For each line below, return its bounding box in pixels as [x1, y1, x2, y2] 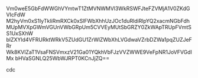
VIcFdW [6, 11, 25, 18]
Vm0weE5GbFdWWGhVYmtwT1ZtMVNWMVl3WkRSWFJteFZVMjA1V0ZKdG [6, 5, 190, 12]
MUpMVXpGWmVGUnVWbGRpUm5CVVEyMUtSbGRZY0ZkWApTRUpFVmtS [6, 23, 192, 30]
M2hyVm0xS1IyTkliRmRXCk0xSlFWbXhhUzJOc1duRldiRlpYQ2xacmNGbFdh [6, 18, 190, 24]
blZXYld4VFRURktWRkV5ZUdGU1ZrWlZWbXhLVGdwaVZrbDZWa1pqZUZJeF [6, 36, 192, 43]
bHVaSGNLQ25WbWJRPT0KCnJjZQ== [15, 55, 110, 62]
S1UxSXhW [6, 30, 34, 37]
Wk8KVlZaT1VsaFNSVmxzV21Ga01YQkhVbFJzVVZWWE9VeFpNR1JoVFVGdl [6, 49, 192, 55]
